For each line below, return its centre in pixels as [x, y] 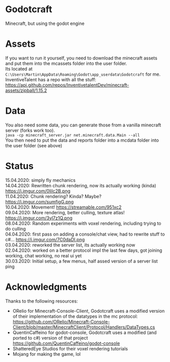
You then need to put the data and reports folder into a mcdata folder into [82, 140]
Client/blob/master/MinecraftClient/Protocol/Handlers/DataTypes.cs [84, 327]
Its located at [19, 69]
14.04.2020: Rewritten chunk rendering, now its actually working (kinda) [81, 185]
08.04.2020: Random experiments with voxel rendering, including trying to [83, 223]
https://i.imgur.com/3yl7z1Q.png [39, 218]
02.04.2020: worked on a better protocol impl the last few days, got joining [84, 250]
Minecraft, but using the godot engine [45, 23]
